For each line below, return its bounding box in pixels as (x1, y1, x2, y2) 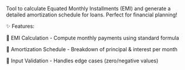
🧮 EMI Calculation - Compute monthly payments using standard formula (6, 35, 180, 41)
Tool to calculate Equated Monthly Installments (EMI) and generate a (6, 5, 171, 12)
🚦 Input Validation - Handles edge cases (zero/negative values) (6, 57, 159, 64)
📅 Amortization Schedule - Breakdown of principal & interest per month (6, 46, 177, 52)
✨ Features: (6, 23, 35, 29)
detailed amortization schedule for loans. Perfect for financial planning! (6, 11, 177, 18)
